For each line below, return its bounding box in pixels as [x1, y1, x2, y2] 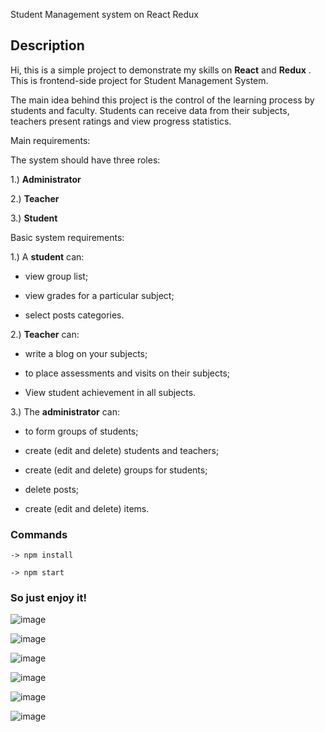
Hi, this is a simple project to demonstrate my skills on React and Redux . [10, 64, 312, 76]
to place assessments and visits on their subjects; [24, 367, 231, 379]
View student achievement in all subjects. [24, 386, 197, 398]
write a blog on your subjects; [24, 347, 148, 359]
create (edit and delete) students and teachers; [24, 444, 220, 456]
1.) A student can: [10, 250, 85, 263]
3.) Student [10, 212, 58, 224]
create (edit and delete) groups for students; [24, 464, 208, 476]
